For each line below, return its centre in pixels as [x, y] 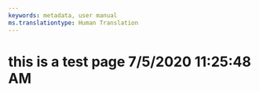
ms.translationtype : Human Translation [73, 23]
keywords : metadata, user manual [63, 15]
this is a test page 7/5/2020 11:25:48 [130, 62]
